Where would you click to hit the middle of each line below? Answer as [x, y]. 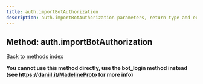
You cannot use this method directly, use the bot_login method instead [97, 68]
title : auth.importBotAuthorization [52, 12]
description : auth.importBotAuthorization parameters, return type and [98, 18]
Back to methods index [35, 57]
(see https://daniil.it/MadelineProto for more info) [70, 75]
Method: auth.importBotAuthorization [79, 42]
